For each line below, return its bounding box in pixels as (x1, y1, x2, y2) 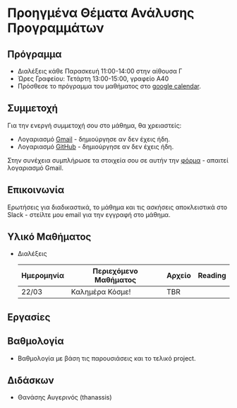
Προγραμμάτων (7, 20, 104, 36)
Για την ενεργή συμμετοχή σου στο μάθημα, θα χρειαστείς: (7, 121, 182, 129)
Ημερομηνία (20, 271, 65, 281)
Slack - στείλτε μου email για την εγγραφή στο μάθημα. (7, 210, 171, 218)
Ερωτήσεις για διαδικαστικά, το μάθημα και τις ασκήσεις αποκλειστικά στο (7, 203, 228, 211)
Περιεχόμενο (92, 267, 139, 276)
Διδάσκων (7, 375, 54, 387)
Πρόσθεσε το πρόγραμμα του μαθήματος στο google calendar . (17, 82, 201, 90)
